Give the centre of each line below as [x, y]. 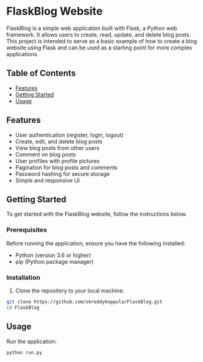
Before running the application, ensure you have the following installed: [96, 243]
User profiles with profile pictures [57, 161]
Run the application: [31, 341]
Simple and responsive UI [47, 180]
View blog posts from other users [57, 148]
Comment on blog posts [46, 154]
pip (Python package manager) [54, 261]
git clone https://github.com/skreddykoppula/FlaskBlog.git [85, 302]
